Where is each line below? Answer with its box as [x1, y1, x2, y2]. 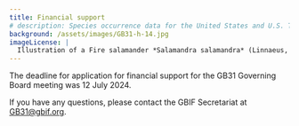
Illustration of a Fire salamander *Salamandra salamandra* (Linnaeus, [17, 46, 289, 55]
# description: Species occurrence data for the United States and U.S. [9, 21, 285, 30]
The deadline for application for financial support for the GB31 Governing [9, 70, 277, 81]
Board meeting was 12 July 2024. [9, 80, 132, 91]
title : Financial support [9, 12, 105, 22]
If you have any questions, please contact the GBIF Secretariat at [9, 97, 247, 107]
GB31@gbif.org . [9, 106, 67, 117]
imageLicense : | [9, 37, 69, 47]
